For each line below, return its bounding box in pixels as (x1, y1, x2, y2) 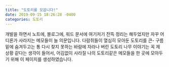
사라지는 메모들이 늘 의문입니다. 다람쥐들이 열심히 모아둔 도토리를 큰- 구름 (18, 37, 164, 43)
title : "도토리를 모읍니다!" (5, 7, 58, 13)
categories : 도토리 (5, 17, 43, 22)
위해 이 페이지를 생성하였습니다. (10, 56, 73, 62)
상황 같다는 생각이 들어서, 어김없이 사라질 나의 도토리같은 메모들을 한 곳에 (5, 50, 150, 56)
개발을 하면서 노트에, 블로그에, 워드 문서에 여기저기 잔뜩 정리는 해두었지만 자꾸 (5, 31, 159, 37)
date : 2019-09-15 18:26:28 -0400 (5, 12, 76, 17)
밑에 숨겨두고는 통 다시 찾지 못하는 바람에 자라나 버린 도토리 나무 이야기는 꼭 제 (5, 44, 160, 50)
